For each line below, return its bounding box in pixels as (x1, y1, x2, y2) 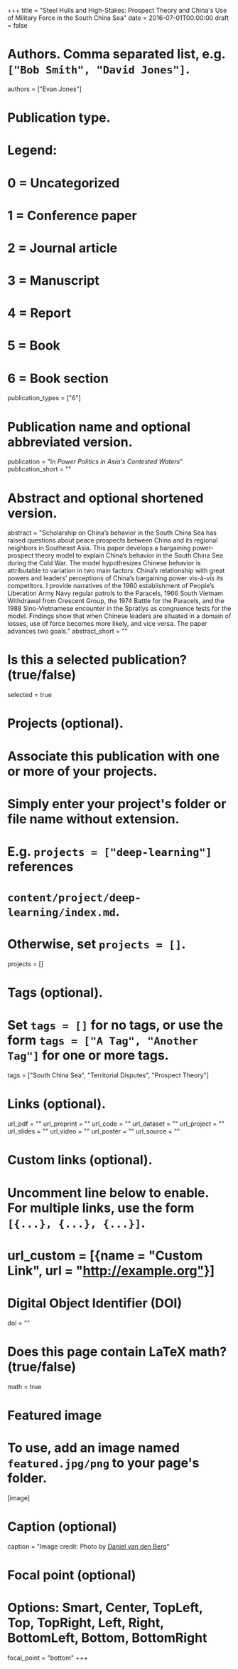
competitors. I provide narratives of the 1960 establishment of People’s (7, 582, 215, 590)
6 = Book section (7, 370, 109, 387)
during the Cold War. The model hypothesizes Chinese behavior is (7, 559, 201, 567)
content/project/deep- (7, 891, 141, 905)
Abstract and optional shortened (7, 490, 204, 506)
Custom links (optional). (7, 1152, 153, 1168)
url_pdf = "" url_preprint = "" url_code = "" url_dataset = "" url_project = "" (7, 1119, 225, 1128)
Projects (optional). (7, 716, 124, 732)
